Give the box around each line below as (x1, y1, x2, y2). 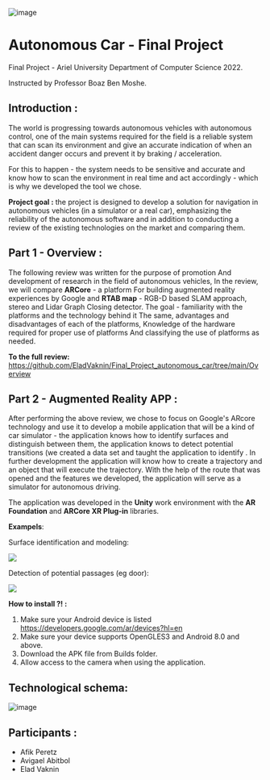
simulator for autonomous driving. (8, 482, 121, 492)
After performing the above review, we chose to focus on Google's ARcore (8, 414, 255, 423)
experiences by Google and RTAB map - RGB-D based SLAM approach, (8, 293, 247, 302)
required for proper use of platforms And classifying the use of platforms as (8, 327, 260, 337)
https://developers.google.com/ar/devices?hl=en (19, 624, 183, 633)
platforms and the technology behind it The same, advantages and (8, 311, 230, 320)
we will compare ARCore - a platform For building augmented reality (8, 285, 235, 294)
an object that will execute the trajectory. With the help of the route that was (8, 465, 260, 475)
